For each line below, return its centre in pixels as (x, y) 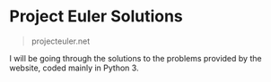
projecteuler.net (61, 41)
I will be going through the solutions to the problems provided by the (135, 58)
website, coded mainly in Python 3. (74, 68)
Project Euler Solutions (96, 16)
